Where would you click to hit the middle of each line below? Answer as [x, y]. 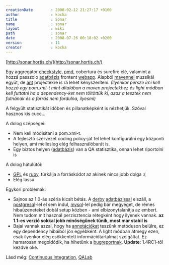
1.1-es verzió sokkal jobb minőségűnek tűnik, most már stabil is [80, 221]
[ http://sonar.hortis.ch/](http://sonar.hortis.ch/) [54, 62]
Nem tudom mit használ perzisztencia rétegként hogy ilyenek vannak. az [88, 215]
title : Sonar [36, 19]
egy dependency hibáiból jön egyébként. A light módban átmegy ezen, [86, 231]
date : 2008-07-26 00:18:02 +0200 [59, 38]
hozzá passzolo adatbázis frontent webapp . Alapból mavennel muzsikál [80, 77]
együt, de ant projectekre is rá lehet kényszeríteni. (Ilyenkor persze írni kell [83, 82]
